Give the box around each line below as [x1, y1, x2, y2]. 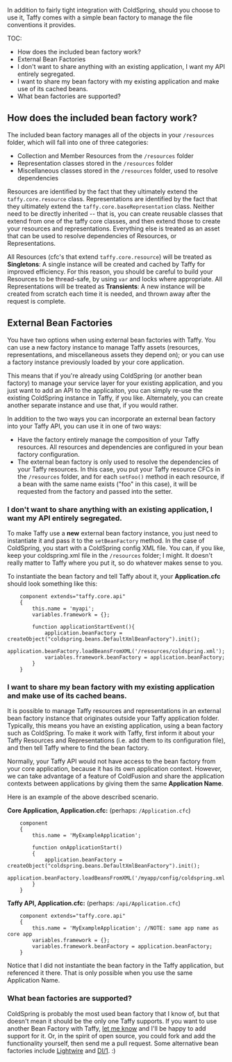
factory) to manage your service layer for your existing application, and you [7, 379, 223, 387]
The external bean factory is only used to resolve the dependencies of [17, 458, 219, 466]
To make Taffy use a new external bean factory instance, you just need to [7, 529, 218, 537]
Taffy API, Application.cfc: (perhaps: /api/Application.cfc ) [7, 899, 181, 907]
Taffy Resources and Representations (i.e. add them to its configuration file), [7, 736, 226, 744]
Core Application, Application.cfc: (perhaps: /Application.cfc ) [7, 806, 191, 815]
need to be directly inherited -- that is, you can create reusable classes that [7, 209, 224, 218]
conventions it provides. [7, 21, 76, 29]
